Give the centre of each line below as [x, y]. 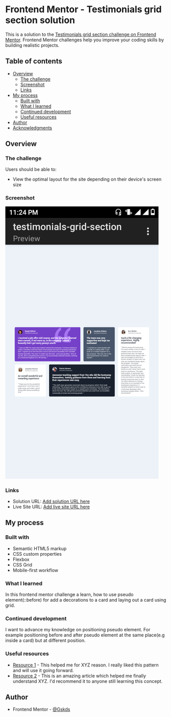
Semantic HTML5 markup [40, 548]
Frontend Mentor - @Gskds [41, 709]
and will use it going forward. [43, 670]
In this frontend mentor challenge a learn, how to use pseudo [69, 595]
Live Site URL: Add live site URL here [51, 507]
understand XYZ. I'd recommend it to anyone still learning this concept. [88, 681]
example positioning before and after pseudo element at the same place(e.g [85, 635]
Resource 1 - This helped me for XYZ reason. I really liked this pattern [86, 665]
